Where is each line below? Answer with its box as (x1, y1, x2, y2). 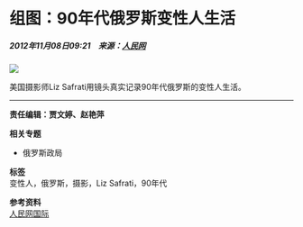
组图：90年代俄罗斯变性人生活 (9, 8, 236, 29)
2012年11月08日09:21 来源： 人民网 (9, 40, 146, 50)
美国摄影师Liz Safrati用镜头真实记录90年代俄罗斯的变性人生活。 (9, 82, 246, 93)
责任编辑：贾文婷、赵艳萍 (9, 109, 105, 120)
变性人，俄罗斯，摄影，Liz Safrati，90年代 (9, 177, 168, 189)
